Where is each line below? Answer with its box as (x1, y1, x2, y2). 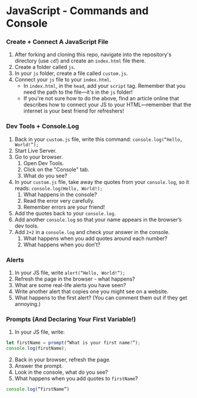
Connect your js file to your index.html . (14, 76, 112, 83)
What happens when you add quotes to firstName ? (14, 375, 138, 382)
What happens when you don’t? (23, 241, 101, 248)
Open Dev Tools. (23, 159, 64, 166)
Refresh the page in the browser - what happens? (14, 275, 135, 282)
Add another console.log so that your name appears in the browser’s (14, 216, 182, 223)
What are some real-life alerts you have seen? (14, 282, 126, 289)
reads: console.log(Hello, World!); (14, 185, 103, 192)
